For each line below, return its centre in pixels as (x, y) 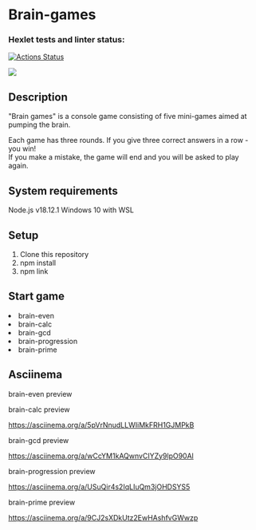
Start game (37, 297)
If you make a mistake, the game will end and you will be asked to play (124, 157)
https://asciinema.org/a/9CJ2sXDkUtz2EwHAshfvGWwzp (103, 517)
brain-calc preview (39, 409)
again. (19, 166)
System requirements (63, 190)
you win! (22, 148)
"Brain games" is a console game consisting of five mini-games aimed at (128, 117)
